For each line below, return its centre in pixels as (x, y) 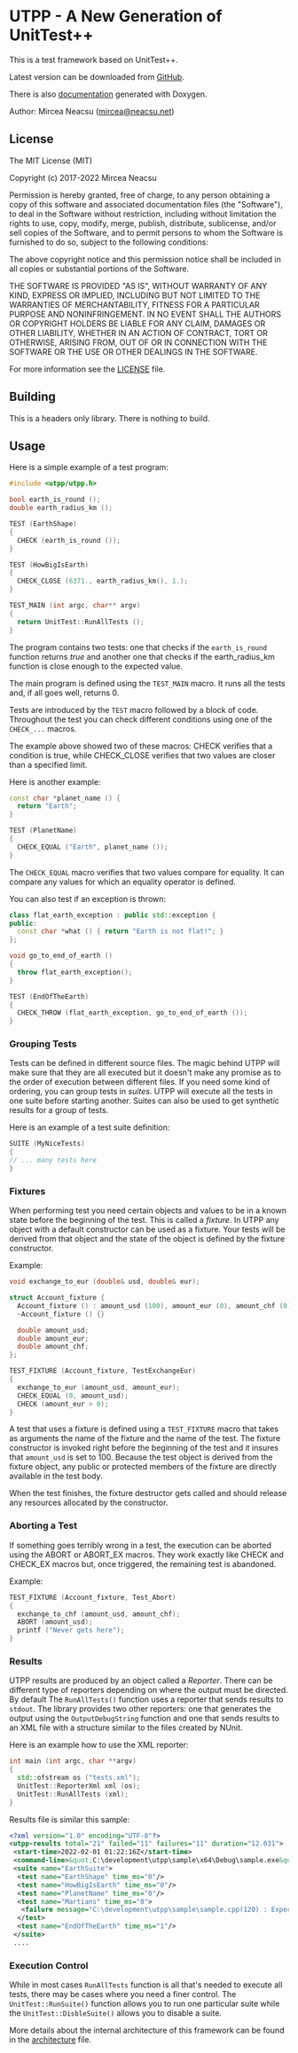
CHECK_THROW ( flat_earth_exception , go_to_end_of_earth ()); (133, 1013)
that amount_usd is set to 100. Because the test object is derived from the (141, 1457)
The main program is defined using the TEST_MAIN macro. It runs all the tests (147, 683)
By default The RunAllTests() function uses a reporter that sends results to (146, 1699)
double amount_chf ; (53, 1347)
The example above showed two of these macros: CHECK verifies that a (141, 746)
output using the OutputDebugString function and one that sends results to (144, 1719)
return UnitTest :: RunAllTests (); (81, 622)
